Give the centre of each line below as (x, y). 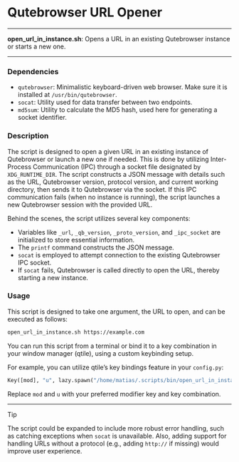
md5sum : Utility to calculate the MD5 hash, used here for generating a (117, 110)
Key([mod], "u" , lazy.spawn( (51, 380)
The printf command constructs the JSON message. (96, 247)
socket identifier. (42, 118)
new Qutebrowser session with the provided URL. (80, 205)
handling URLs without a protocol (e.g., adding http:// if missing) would (113, 443)
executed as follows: (37, 319)
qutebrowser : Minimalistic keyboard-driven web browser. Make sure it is (122, 87)
